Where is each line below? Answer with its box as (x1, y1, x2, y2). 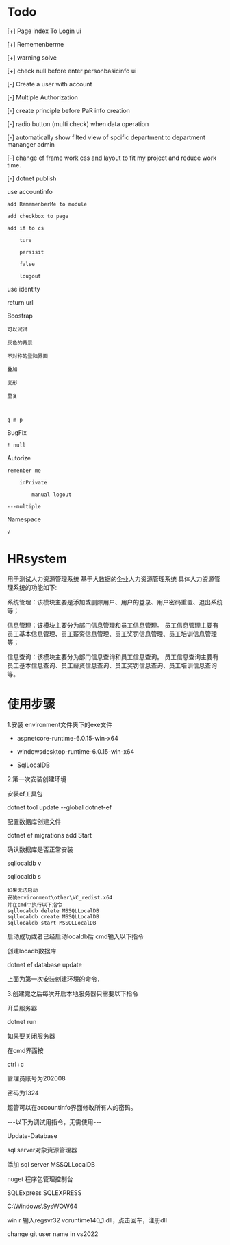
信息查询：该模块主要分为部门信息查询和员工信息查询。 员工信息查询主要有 (7, 652, 219, 661)
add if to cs (7, 224, 44, 232)
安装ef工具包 (7, 790, 43, 798)
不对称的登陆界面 (7, 353, 49, 359)
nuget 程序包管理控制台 (7, 1174, 73, 1183)
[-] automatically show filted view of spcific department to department (7, 133, 205, 141)
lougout (19, 272, 41, 280)
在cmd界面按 (7, 1046, 44, 1054)
